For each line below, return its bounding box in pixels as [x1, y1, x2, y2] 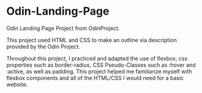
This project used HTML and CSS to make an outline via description [6, 36, 178, 43]
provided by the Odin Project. [6, 43, 81, 50]
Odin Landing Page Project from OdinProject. [6, 24, 120, 32]
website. [6, 81, 28, 88]
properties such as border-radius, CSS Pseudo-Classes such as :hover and [6, 61, 196, 69]
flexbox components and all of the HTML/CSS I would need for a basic [6, 74, 184, 81]
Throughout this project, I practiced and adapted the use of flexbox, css [6, 54, 188, 62]
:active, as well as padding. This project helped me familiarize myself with [6, 67, 192, 75]
